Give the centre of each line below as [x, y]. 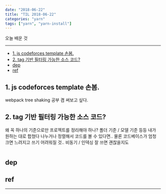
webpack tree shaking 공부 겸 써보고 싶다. [47, 100]
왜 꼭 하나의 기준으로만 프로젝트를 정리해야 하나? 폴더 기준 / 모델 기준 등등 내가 [81, 130]
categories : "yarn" [25, 19]
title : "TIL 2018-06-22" [31, 14]
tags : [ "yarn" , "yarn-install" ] [38, 24]
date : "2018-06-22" [25, 10]
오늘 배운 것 [17, 38]
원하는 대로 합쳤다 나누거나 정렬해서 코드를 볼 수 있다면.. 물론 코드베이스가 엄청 [81, 136]
